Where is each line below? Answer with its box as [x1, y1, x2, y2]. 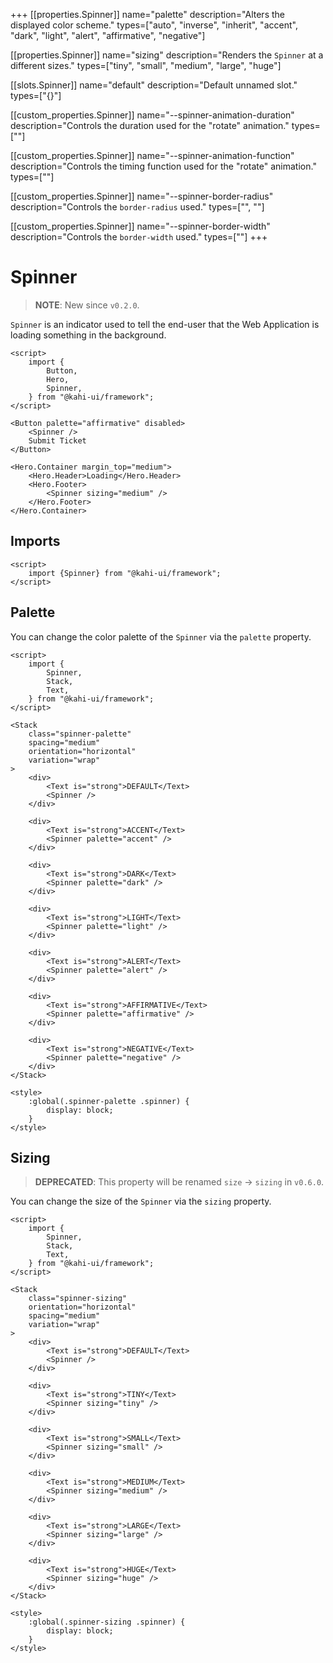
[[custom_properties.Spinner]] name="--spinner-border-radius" [10, 190, 274, 202]
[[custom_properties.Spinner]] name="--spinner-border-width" [10, 220, 271, 232]
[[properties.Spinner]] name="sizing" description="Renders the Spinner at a [10, 49, 324, 61]
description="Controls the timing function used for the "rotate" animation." [10, 160, 317, 172]
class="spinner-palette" [28, 729, 132, 739]
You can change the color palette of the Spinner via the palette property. [10, 630, 312, 643]
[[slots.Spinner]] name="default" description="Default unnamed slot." [10, 79, 298, 91]
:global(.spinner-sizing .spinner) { [28, 1617, 186, 1628]
